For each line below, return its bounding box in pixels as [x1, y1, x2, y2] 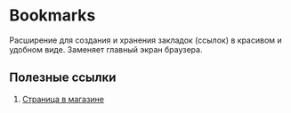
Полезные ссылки [9, 70, 117, 85]
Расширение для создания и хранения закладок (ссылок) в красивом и [9, 35, 282, 45]
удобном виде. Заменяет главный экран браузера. [9, 44, 203, 54]
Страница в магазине [21, 93, 105, 104]
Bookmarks [9, 5, 96, 26]
